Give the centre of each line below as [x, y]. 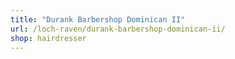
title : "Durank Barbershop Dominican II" [98, 19]
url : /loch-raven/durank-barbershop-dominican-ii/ [118, 29]
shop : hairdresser [48, 38]
